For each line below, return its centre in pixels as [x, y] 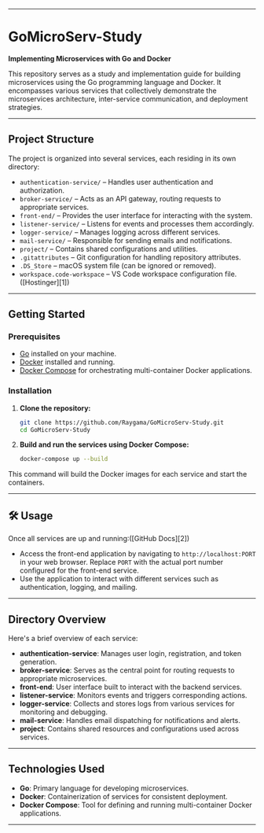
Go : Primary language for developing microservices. [104, 788]
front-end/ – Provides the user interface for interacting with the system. [136, 215]
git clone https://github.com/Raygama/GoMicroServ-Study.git [122, 422]
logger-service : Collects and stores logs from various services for [127, 703]
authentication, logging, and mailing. [78, 588]
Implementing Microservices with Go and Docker [90, 58]
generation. [38, 662]
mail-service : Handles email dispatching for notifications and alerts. [130, 720]
